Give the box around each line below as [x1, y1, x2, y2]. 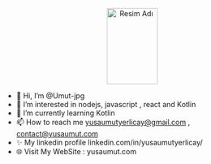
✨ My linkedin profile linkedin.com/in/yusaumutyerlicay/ [15, 138, 203, 147]
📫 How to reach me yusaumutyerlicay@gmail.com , [15, 118, 191, 127]
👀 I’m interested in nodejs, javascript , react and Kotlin [15, 100, 196, 109]
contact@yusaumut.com [15, 129, 99, 138]
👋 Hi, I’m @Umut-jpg [15, 91, 85, 101]
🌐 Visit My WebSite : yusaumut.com [15, 147, 136, 156]
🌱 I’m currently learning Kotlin [15, 108, 115, 118]
